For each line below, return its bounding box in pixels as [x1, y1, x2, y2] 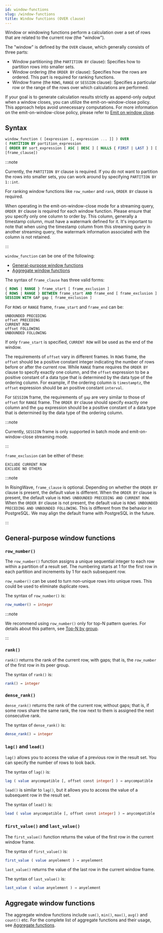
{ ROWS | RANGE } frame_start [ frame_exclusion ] [5, 286, 110, 291]
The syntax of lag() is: [5, 769, 51, 775]
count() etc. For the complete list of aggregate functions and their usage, [5, 917, 151, 923]
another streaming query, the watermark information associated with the [5, 228, 150, 234]
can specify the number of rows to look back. [5, 760, 96, 765]
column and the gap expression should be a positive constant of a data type [5, 405, 156, 411]
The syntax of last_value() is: [5, 876, 66, 882]
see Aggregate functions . [5, 922, 56, 928]
